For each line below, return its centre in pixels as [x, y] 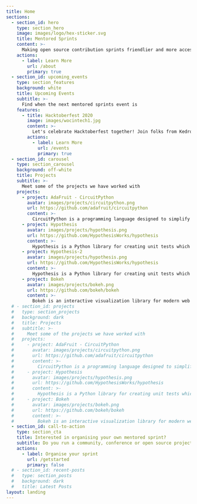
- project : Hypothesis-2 [52, 252]
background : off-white [44, 170]
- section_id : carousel [40, 159]
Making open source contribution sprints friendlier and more [99, 50]
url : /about [42, 66]
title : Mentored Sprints [47, 39]
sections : [18, 17]
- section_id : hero [35, 22]
